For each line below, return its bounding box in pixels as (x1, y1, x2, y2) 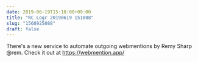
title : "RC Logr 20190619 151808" (6, 15, 94, 21)
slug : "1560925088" (6, 20, 56, 26)
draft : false (6, 26, 40, 32)
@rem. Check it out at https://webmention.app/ (6, 49, 125, 57)
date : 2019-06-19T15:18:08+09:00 (6, 9, 91, 15)
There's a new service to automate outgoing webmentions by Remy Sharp (6, 43, 193, 50)
